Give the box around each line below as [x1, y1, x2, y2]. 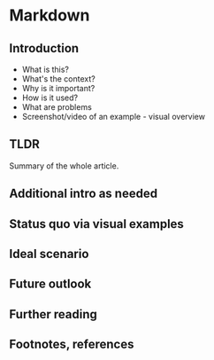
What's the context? [21, 74, 96, 84]
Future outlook [9, 277, 92, 292]
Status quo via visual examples [9, 216, 184, 231]
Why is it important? [21, 83, 96, 93]
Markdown [9, 5, 90, 26]
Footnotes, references [9, 337, 134, 352]
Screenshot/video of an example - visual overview [21, 112, 206, 121]
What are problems [21, 102, 93, 112]
